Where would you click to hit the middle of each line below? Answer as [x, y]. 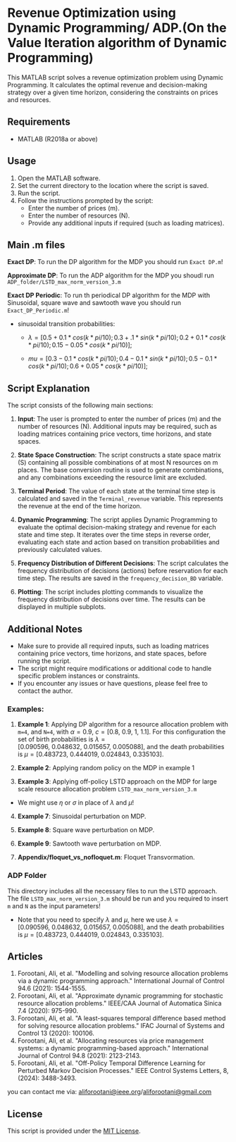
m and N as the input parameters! [54, 905]
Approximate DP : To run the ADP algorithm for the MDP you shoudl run [111, 275]
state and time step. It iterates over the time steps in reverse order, [114, 535]
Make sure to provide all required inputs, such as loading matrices [113, 646]
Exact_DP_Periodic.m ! [38, 310]
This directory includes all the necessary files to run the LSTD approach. [112, 891]
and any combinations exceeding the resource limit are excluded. [112, 477]
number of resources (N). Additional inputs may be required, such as [117, 427]
